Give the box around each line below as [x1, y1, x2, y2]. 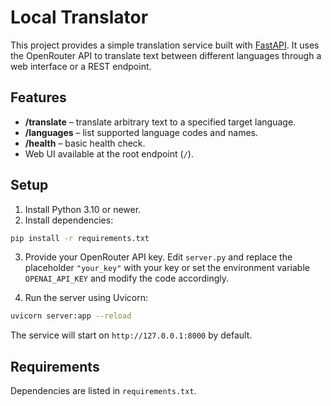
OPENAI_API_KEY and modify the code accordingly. [24, 272, 230, 285]
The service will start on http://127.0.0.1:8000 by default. [10, 329, 253, 341]
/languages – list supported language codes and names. [24, 126, 258, 138]
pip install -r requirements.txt [10, 233, 150, 243]
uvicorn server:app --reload [10, 311, 132, 321]
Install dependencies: [24, 214, 114, 226]
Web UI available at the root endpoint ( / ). [24, 147, 194, 160]
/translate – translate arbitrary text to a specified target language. [24, 116, 297, 128]
